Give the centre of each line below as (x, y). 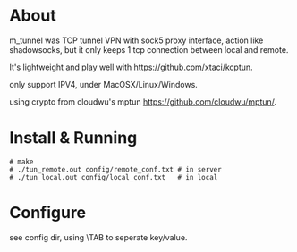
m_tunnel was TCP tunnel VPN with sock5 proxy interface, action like (136, 40)
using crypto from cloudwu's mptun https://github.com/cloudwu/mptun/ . (143, 101)
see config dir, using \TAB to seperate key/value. (98, 237)
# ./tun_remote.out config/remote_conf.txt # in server (115, 169)
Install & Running (73, 138)
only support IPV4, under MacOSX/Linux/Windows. (104, 84)
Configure (48, 213)
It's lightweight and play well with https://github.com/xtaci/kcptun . (131, 67)
